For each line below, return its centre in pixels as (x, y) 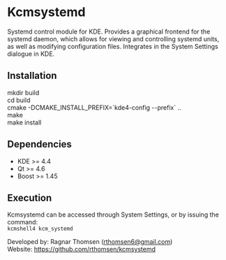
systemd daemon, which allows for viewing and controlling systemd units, (113, 38)
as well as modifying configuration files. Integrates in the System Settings (113, 46)
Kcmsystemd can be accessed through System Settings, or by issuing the (113, 215)
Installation (32, 76)
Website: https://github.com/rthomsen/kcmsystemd (81, 250)
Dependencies (39, 144)
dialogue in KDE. (31, 54)
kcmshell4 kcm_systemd (40, 229)
